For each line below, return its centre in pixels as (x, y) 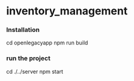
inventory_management (67, 11)
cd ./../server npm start (35, 71)
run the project (29, 58)
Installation (23, 30)
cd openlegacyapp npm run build (47, 43)
